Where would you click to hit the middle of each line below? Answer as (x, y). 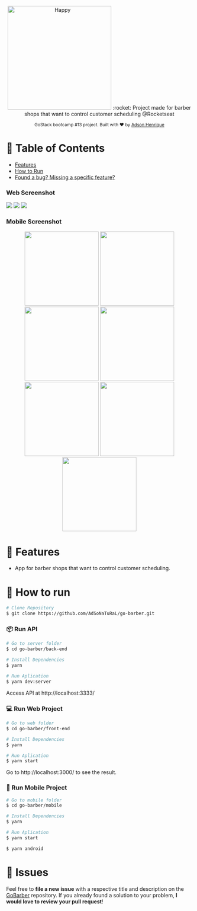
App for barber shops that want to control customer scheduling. (92, 568)
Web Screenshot (30, 193)
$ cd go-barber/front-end (38, 728)
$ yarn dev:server (29, 682)
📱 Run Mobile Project (37, 788)
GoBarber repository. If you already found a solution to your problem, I (92, 895)
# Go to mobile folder (34, 800)
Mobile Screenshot (34, 222)
